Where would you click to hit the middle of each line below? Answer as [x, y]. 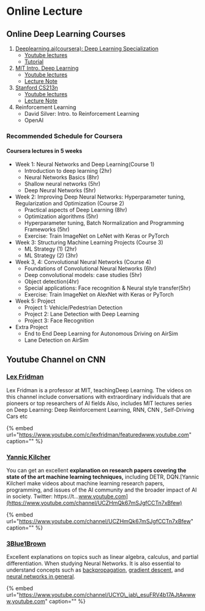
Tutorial [34, 62]
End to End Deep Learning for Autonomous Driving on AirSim [101, 334]
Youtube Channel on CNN [56, 359]
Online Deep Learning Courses [66, 34]
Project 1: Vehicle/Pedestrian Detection [73, 308]
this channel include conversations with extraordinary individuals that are [99, 397]
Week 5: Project [35, 301]
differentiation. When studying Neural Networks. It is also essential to [94, 564]
